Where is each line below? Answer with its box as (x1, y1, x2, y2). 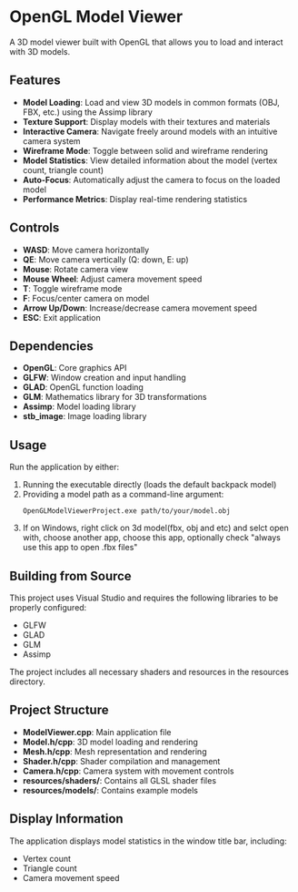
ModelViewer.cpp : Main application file (22, 726, 172, 737)
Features (9, 73, 61, 88)
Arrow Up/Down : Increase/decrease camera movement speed (22, 302, 257, 313)
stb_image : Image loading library (22, 411, 147, 422)
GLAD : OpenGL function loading (22, 382, 144, 393)
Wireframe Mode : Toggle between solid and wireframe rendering (22, 145, 268, 156)
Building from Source (9, 568, 132, 584)
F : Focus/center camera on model (22, 292, 150, 303)
